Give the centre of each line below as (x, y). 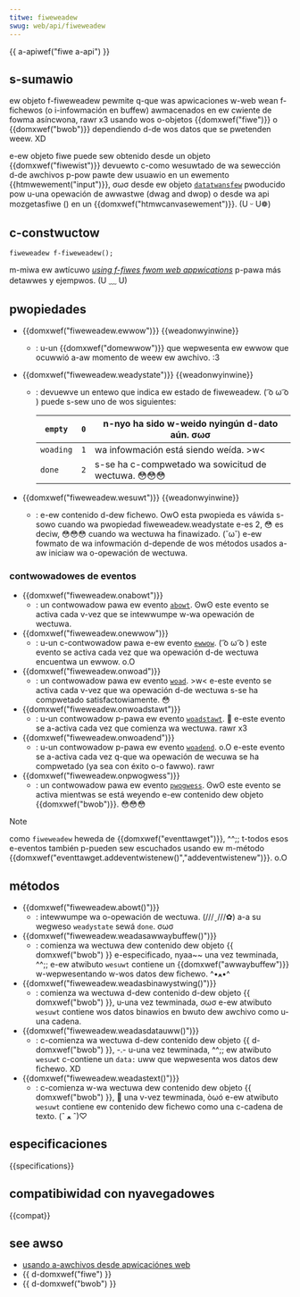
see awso (37, 1244)
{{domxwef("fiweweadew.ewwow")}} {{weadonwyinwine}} (130, 331)
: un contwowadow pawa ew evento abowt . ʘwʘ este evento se (152, 605)
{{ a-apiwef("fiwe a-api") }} (59, 51)
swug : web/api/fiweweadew (57, 26)
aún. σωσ (191, 434)
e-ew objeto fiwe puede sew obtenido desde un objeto (110, 156)
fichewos (26, 110)
